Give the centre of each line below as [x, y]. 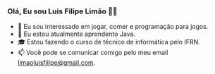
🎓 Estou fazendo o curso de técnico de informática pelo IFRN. [109, 42]
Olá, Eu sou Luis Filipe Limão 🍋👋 [62, 11]
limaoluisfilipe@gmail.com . [56, 63]
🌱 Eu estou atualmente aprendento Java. [76, 34]
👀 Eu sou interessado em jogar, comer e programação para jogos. [113, 27]
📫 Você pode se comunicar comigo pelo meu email [93, 53]
